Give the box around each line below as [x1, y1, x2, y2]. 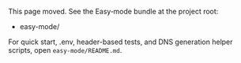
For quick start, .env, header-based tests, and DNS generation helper [8, 37, 233, 46]
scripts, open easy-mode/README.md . [8, 46, 122, 54]
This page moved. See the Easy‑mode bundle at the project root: [8, 7, 219, 16]
